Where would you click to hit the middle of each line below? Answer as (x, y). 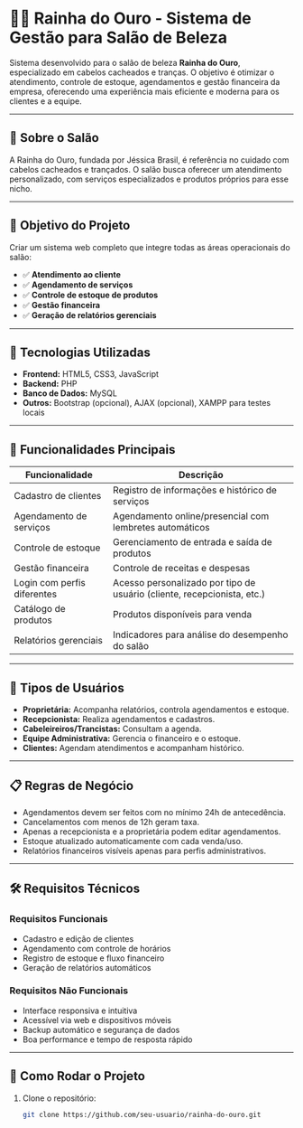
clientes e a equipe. (46, 101)
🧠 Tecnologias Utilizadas (80, 352)
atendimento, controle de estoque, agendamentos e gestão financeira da (145, 81)
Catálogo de (40, 609)
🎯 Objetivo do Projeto (70, 226)
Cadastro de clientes (58, 496)
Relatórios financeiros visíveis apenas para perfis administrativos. (144, 851)
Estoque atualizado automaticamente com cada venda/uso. (133, 841)
